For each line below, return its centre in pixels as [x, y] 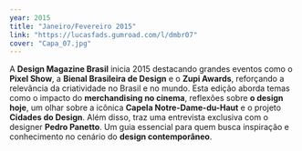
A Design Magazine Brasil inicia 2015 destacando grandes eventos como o [151, 69]
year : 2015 [30, 18]
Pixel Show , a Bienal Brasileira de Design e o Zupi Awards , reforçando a [147, 79]
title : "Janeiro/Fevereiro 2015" [73, 26]
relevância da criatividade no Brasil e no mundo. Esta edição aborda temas [150, 88]
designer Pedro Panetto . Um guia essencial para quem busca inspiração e [150, 127]
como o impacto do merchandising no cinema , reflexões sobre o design [146, 98]
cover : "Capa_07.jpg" [51, 43]
